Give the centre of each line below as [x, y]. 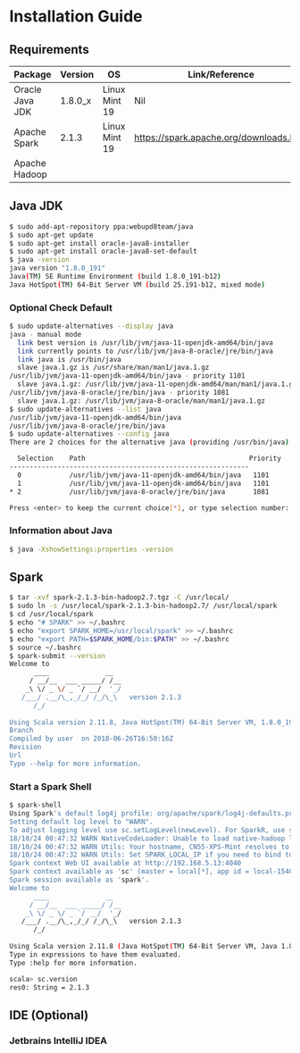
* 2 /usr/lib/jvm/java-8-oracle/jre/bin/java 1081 [139, 492]
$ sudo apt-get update [51, 235]
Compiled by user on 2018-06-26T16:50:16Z [92, 739]
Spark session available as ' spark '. [79, 880]
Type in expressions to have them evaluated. [95, 954]
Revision [25, 748]
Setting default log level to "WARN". [81, 822]
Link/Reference [221, 75]
